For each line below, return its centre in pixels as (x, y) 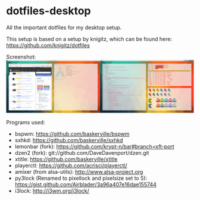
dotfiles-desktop (49, 11)
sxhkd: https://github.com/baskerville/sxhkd (69, 140)
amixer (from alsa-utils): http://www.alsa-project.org (79, 171)
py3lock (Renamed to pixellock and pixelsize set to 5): (81, 178)
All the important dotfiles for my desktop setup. (64, 27)
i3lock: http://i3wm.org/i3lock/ (52, 190)
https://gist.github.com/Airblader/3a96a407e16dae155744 (85, 184)
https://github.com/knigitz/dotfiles (48, 45)
